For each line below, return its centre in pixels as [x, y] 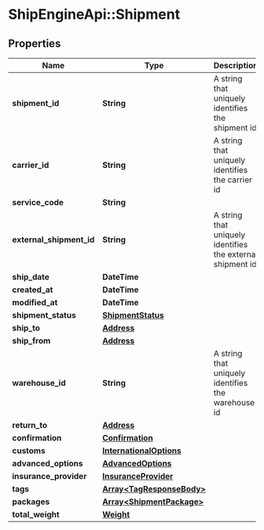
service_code [38, 202]
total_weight [36, 514]
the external [235, 254]
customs [29, 451]
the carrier [233, 180]
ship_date [31, 277]
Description [236, 66]
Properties [35, 44]
